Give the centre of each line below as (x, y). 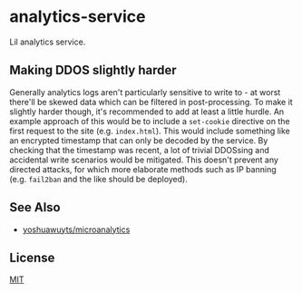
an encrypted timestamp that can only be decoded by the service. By (139, 140)
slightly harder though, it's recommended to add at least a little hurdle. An (147, 112)
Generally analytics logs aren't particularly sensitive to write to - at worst (145, 92)
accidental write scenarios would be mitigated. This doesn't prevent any (144, 160)
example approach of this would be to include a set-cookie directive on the (150, 121)
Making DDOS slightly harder (93, 70)
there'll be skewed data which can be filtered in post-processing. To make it (151, 102)
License (32, 257)
